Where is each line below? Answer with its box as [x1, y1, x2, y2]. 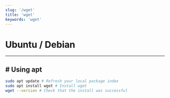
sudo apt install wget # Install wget [5, 83, 87, 88]
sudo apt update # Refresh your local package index [5, 79, 119, 84]
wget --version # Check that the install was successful [5, 88, 128, 93]
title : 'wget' [5, 12, 35, 17]
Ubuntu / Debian [5, 39, 75, 50]
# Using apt [5, 65, 42, 74]
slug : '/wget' [5, 7, 35, 13]
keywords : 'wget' [5, 17, 42, 22]
